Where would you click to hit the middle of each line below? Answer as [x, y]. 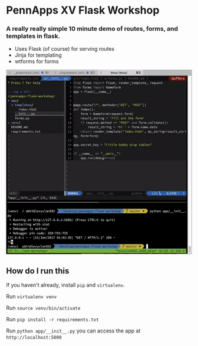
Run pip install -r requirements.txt [52, 319]
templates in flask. [33, 36]
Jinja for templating [38, 55]
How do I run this [38, 271]
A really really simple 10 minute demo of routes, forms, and [92, 29]
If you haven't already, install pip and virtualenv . [66, 285]
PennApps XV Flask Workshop [83, 10]
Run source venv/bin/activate [43, 308]
